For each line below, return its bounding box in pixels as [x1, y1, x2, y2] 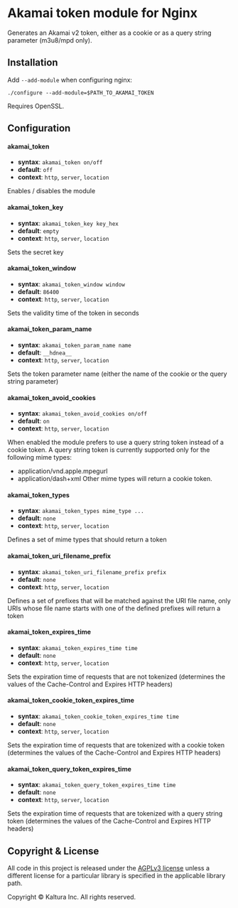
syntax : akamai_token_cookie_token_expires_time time [17, 712, 180, 720]
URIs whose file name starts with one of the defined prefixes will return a [7, 604, 221, 612]
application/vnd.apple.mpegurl [17, 467, 108, 475]
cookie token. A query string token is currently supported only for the [7, 445, 210, 454]
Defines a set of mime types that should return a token [7, 535, 167, 544]
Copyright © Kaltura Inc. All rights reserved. [7, 892, 136, 901]
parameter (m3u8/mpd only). [7, 36, 92, 44]
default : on [17, 417, 50, 426]
